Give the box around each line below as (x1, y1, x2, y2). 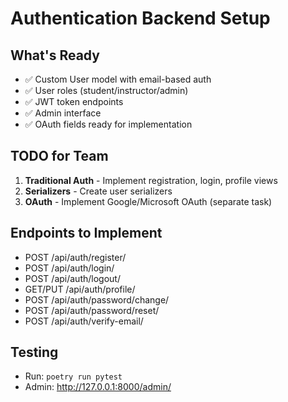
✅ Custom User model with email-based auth (24, 73, 212, 85)
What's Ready (10, 47, 100, 64)
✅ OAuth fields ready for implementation (24, 118, 193, 130)
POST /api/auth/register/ (24, 251, 127, 263)
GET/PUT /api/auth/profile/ (24, 283, 136, 295)
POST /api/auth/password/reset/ (24, 304, 160, 316)
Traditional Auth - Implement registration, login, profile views (24, 174, 278, 186)
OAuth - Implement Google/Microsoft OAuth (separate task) (24, 195, 273, 207)
